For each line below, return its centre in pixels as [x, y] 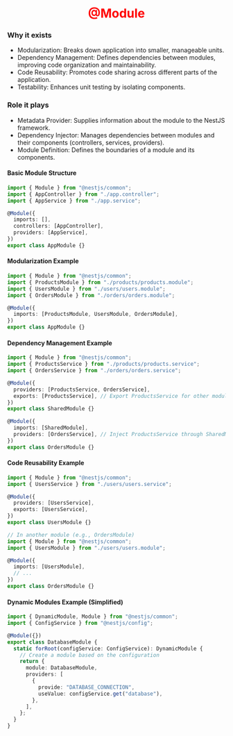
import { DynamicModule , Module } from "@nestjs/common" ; [93, 617]
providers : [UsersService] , [54, 503]
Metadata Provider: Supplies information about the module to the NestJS [121, 120]
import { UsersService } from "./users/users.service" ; [89, 484]
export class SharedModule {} [51, 409]
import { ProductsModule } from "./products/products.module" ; [101, 282]
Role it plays [28, 105]
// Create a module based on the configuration [89, 655]
